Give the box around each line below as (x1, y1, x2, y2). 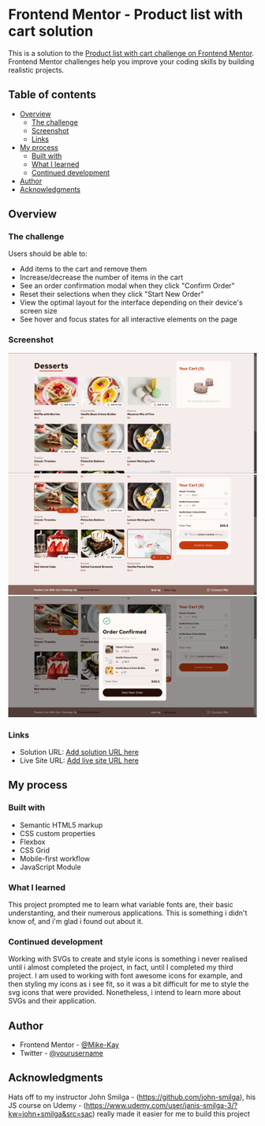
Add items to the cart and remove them (19, 265, 147, 274)
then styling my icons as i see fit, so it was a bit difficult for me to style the (8, 979, 249, 989)
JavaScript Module (19, 862, 81, 872)
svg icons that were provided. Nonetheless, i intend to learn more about (8, 988, 241, 997)
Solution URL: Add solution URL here (19, 747, 140, 756)
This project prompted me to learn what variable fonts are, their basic (8, 899, 234, 909)
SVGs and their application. (8, 997, 97, 1006)
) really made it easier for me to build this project (91, 1109, 250, 1118)
